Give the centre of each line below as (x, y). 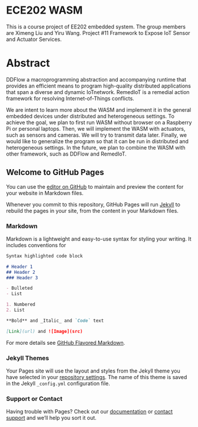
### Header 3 (22, 278)
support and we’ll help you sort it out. (51, 418)
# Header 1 (19, 267)
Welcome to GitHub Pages (55, 172)
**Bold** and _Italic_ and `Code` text (55, 321)
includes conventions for (36, 245)
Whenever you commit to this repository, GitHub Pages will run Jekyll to (93, 204)
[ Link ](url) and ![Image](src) (44, 331)
